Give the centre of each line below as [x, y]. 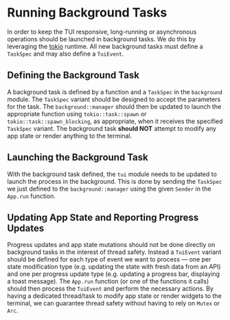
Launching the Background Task [78, 157]
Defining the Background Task [73, 75]
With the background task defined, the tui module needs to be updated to [112, 174]
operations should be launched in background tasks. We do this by [102, 39]
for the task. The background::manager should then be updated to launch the [114, 106]
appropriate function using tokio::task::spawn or [77, 114]
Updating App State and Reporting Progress [103, 217]
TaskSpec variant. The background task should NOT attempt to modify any [112, 128]
